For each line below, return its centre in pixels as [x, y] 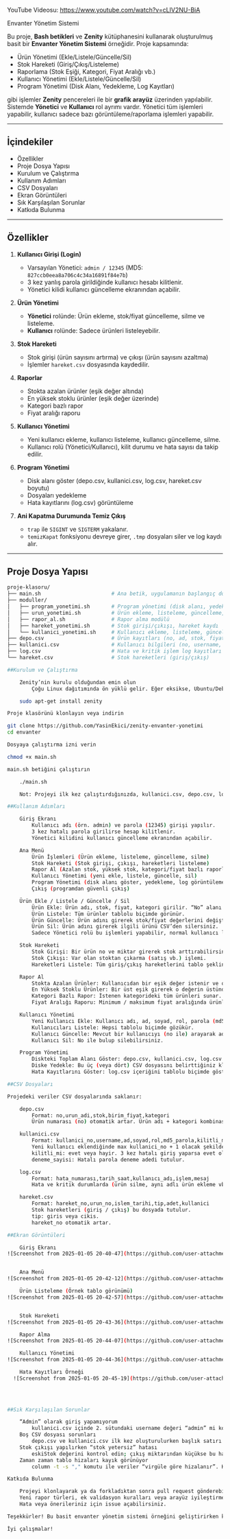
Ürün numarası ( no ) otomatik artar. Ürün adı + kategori [114, 1122]
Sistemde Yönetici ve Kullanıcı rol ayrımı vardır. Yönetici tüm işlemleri [105, 107]
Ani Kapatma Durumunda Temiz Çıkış [71, 516]
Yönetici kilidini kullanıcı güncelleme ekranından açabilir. [122, 838]
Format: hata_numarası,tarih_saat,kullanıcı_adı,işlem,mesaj [121, 1178]
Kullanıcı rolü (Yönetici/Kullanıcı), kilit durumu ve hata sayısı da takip [123, 447]
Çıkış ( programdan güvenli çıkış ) [81, 889]
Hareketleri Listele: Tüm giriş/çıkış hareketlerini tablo [118, 964]
